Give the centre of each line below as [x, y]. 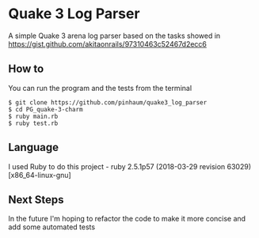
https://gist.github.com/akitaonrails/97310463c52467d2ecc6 [108, 43]
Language [34, 147]
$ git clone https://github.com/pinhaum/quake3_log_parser [108, 102]
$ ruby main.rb [33, 116]
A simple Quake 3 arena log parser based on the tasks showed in [114, 36]
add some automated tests [52, 227]
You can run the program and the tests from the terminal [100, 88]
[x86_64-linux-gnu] [40, 175]
